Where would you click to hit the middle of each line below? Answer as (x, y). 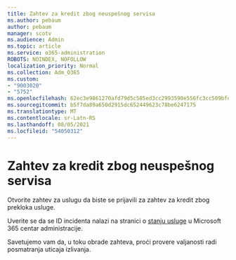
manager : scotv (29, 33)
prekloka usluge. (31, 207)
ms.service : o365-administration (56, 53)
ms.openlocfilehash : (38, 99)
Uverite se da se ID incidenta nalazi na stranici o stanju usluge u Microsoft (114, 221)
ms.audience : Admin (36, 40)
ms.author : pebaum (34, 20)
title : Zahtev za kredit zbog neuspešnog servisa (81, 14)
